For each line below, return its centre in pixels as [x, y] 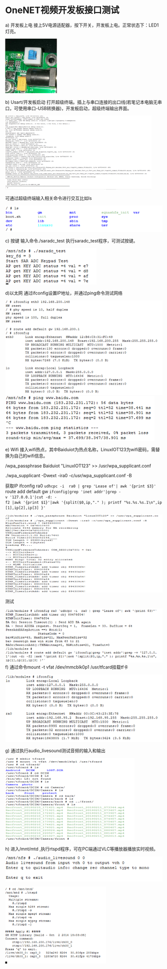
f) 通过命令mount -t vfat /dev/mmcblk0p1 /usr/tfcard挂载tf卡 [67, 667]
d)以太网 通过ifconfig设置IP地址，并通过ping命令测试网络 [64, 293]
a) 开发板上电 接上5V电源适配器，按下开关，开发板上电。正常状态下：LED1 [82, 25]
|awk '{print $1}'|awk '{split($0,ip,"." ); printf [67, 502]
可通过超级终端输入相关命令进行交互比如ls [48, 198]
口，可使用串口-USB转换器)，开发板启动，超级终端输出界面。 [68, 108]
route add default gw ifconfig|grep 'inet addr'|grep [61, 491]
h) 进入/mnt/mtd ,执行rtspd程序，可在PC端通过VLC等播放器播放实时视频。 [82, 849]
